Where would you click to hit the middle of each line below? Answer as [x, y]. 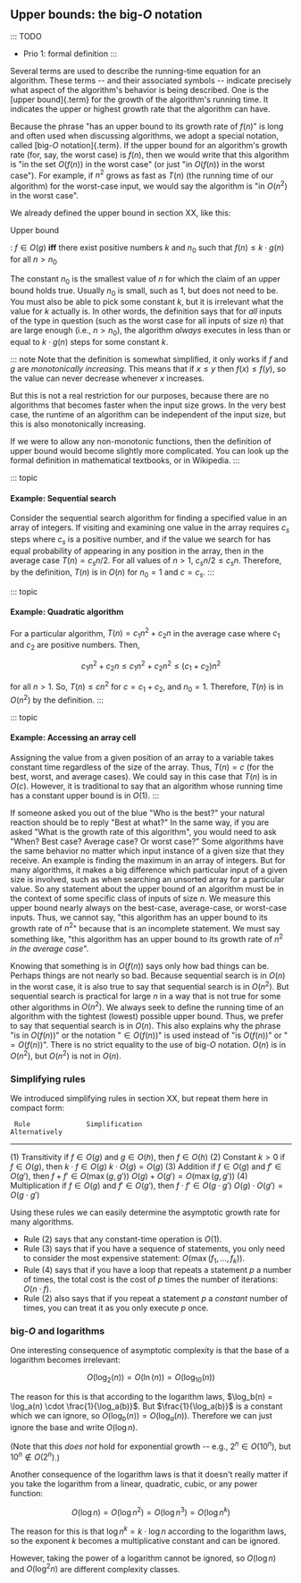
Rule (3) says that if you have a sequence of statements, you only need [154, 1249]
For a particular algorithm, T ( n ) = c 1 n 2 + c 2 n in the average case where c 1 [145, 633]
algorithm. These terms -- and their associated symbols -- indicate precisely [151, 80]
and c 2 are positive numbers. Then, [75, 645]
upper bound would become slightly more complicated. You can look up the [150, 451]
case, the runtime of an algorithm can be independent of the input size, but [148, 415]
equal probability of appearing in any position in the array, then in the [137, 551]
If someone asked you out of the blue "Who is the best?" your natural [138, 813]
